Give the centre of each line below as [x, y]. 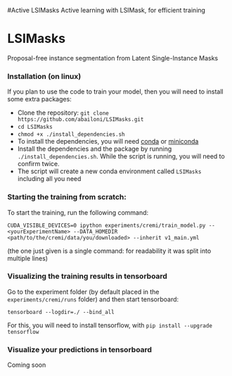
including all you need [49, 179]
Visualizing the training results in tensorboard [87, 276]
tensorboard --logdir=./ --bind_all [61, 312]
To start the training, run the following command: [78, 212]
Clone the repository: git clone [63, 113]
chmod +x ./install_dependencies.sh [71, 134]
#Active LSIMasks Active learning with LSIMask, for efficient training [107, 10]
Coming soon [27, 365]
